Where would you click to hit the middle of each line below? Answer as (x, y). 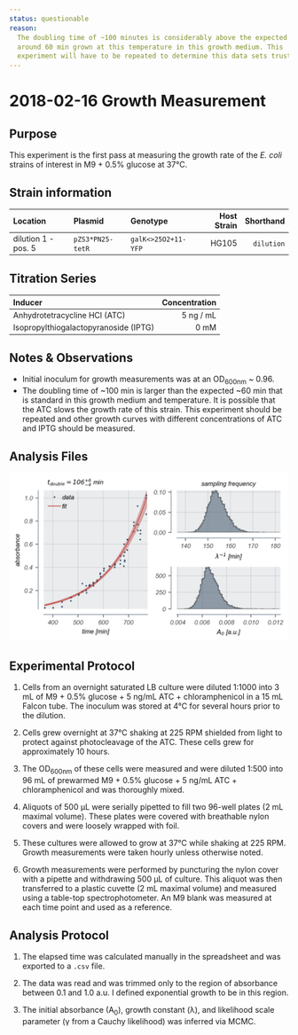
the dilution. (44, 716)
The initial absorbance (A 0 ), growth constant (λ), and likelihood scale (148, 1011)
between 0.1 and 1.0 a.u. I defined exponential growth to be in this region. (155, 992)
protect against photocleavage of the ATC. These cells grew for (138, 742)
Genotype (149, 221)
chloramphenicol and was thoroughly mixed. (103, 790)
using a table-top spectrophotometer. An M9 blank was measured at (147, 898)
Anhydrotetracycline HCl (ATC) (69, 315)
